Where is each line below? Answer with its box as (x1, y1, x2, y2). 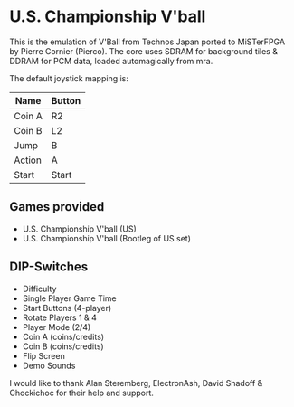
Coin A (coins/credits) (22, 331, 105, 342)
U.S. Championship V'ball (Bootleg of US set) (22, 232, 192, 243)
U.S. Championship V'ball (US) (22, 223, 138, 234)
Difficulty (22, 283, 57, 294)
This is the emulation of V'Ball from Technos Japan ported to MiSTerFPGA (9, 36, 286, 47)
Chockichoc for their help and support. (9, 387, 154, 398)
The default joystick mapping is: (9, 72, 128, 83)
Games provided (9, 199, 105, 214)
